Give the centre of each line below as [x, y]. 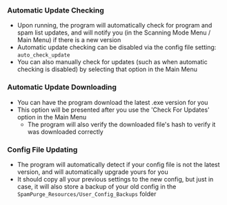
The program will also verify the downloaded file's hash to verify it [121, 124]
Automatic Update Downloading [62, 87]
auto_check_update [43, 55]
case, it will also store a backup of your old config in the [97, 186]
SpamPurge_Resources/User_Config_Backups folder [87, 194]
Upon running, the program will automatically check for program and [115, 26]
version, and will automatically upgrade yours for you [92, 172]
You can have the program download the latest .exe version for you [112, 102]
